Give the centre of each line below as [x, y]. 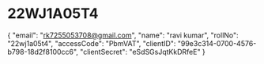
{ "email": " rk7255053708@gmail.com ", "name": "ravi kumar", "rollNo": [123, 35]
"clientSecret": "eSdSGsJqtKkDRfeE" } [143, 52]
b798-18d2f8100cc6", [43, 52]
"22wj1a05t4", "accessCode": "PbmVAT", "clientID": [92, 43]
